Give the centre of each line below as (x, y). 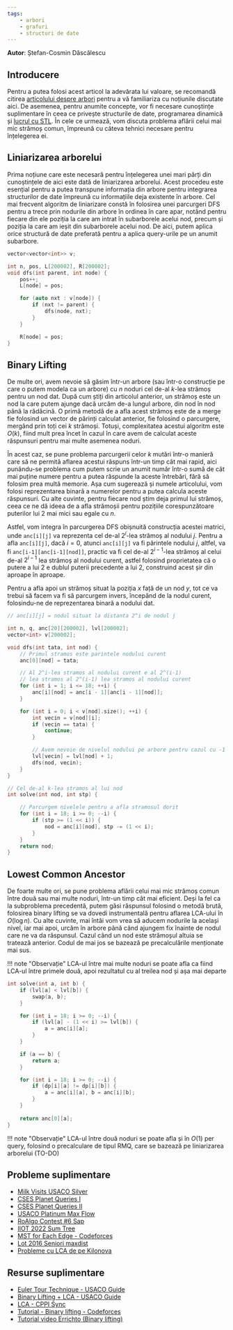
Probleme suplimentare (59, 1174)
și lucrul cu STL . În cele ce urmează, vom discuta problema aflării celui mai (114, 121)
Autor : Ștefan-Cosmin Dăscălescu (56, 53)
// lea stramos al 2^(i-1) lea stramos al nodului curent (105, 679)
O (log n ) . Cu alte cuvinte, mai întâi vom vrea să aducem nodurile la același (113, 921)
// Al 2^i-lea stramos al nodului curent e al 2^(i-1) (101, 673)
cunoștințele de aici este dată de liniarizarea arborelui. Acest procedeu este (115, 182)
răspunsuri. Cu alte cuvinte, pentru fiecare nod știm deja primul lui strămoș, (115, 499)
